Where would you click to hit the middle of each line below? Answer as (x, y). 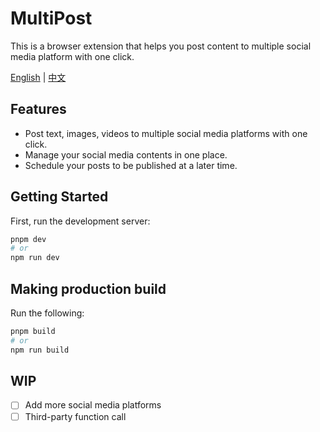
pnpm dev (28, 239)
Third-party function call (75, 416)
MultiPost (51, 18)
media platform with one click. (72, 56)
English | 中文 (38, 77)
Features (38, 109)
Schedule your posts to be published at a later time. (131, 165)
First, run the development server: (80, 221)
